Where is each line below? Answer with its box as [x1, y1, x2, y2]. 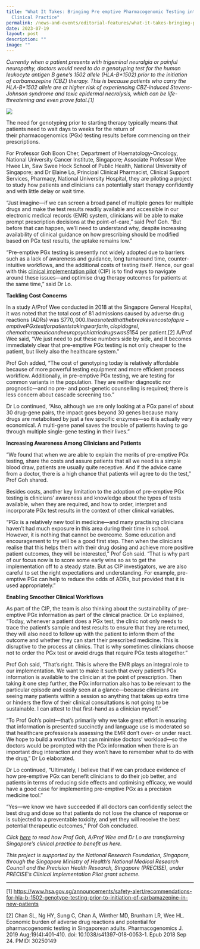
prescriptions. [6, 138, 40, 145]
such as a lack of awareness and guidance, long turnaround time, [6, 255, 167, 262]
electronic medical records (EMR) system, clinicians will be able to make [6, 212, 183, 219]
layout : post [6, 31, 39, 37]
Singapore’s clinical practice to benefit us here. [6, 840, 122, 847]
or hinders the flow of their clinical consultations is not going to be [6, 699, 168, 706]
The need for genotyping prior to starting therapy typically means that [6, 119, 178, 126]
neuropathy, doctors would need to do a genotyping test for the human [6, 64, 181, 72]
